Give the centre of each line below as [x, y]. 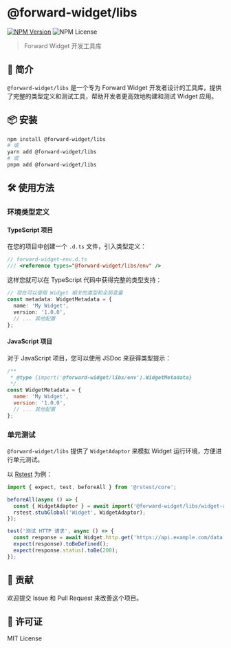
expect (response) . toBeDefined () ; [61, 544]
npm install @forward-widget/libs [57, 139]
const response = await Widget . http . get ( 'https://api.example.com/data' [120, 538]
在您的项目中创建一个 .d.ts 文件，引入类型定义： [77, 246]
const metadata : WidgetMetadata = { [59, 300]
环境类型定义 [29, 213]
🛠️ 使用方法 [31, 188]
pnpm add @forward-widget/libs [52, 165]
